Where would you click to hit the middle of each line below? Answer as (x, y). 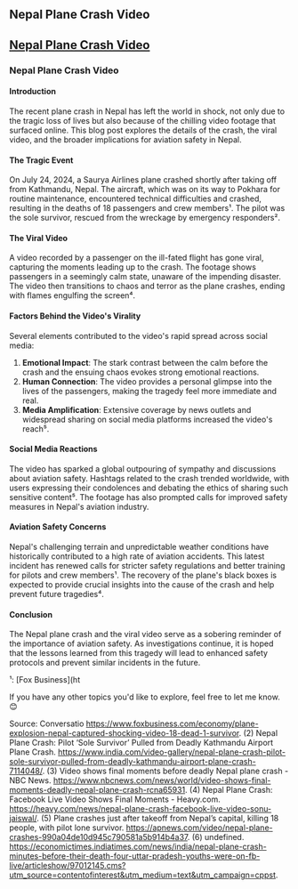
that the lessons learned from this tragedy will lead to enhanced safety (139, 653)
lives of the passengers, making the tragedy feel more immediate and (149, 391)
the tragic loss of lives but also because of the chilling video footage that (142, 120)
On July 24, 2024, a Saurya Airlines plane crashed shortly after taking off (143, 180)
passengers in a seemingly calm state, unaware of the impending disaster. (145, 277)
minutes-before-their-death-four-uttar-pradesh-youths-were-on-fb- (135, 856)
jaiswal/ (23, 819)
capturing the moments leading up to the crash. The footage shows (133, 267)
